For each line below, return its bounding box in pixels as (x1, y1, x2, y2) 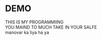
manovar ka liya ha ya (5, 29, 49, 35)
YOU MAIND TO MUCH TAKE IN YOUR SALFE (5, 24, 97, 30)
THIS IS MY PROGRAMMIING (5, 19, 64, 25)
